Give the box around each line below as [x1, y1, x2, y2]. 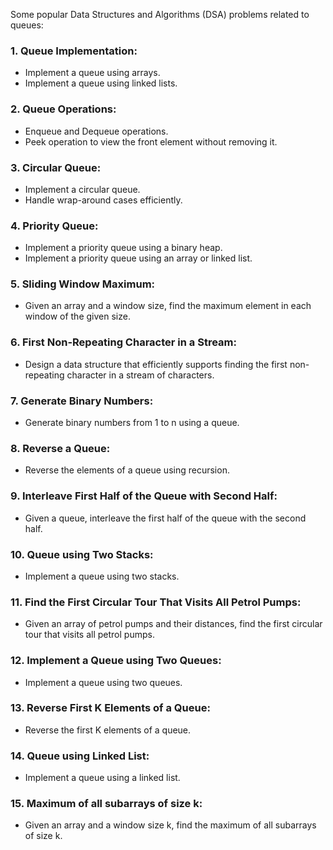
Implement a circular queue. [24, 183, 141, 195]
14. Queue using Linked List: [10, 749, 150, 763]
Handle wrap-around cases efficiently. [24, 194, 183, 206]
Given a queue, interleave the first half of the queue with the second [24, 512, 307, 524]
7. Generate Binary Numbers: [10, 394, 154, 408]
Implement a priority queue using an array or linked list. [24, 252, 253, 264]
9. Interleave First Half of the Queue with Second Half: [10, 489, 278, 503]
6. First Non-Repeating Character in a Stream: [10, 335, 237, 349]
